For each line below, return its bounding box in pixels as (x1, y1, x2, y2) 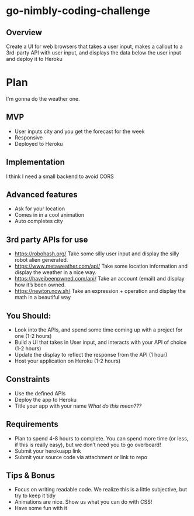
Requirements (6, 419, 58, 429)
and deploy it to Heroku (6, 56, 63, 62)
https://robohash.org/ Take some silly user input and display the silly (14, 250, 179, 257)
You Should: (6, 310, 51, 320)
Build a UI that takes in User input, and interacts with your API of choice (14, 339, 187, 346)
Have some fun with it (14, 505, 67, 512)
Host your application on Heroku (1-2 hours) (14, 357, 121, 364)
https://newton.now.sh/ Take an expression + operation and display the (14, 288, 186, 295)
